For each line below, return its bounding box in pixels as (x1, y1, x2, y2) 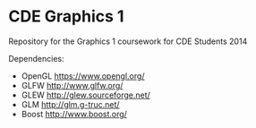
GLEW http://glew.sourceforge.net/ (21, 90, 151, 100)
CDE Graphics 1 (8, 6, 124, 27)
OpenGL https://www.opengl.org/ (21, 70, 145, 81)
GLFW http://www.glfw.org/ (21, 80, 124, 90)
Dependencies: (8, 53, 64, 64)
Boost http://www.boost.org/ (21, 108, 127, 119)
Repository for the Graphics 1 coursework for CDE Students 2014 (8, 36, 248, 47)
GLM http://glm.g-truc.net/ (21, 98, 120, 109)
